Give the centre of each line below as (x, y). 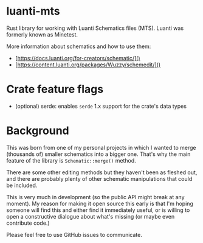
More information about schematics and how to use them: (79, 46)
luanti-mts (33, 11)
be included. (22, 185)
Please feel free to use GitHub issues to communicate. (74, 234)
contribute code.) (28, 223)
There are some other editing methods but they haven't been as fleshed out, (102, 172)
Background (38, 131)
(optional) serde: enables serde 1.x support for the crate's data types (101, 106)
